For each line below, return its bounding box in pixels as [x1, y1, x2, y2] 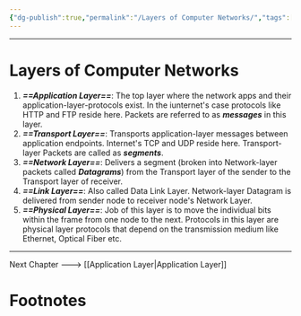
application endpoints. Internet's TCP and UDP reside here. [21, 137, 241, 148]
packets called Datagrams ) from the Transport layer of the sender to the [21, 166, 291, 177]
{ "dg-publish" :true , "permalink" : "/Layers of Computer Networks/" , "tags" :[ [9, 13, 295, 22]
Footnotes [9, 290, 87, 311]
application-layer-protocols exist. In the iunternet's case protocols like [21, 100, 281, 110]
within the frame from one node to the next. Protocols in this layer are [21, 214, 279, 224]
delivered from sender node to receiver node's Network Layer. [21, 195, 253, 206]
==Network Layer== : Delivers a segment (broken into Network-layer [21, 156, 278, 167]
